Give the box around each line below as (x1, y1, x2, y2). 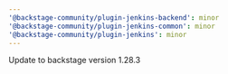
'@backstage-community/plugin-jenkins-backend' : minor (8, 13, 220, 23)
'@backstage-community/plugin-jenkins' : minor (8, 30, 187, 39)
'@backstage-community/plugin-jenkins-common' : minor (8, 22, 216, 31)
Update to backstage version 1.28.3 (8, 55, 141, 66)
